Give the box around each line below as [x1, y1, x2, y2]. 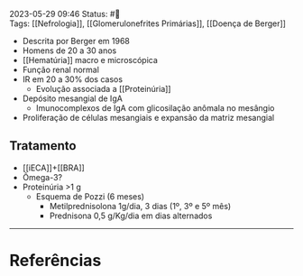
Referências [9, 251, 102, 271]
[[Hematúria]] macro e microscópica [22, 55, 158, 65]
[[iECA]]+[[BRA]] [22, 162, 86, 173]
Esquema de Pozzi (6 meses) [35, 190, 145, 202]
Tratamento [9, 138, 77, 153]
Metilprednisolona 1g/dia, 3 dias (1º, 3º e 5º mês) [49, 200, 232, 211]
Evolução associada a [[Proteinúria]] [35, 84, 171, 94]
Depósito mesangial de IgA [22, 93, 124, 104]
